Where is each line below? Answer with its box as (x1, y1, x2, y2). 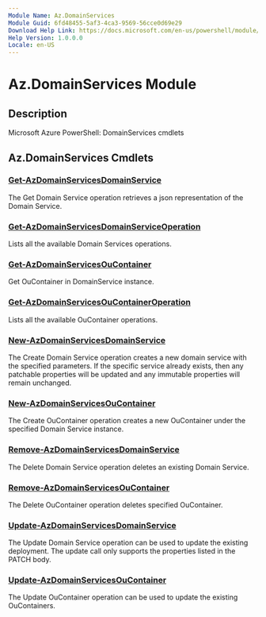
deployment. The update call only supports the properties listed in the (8, 546, 236, 556)
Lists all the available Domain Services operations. (8, 239, 172, 249)
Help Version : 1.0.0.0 (8, 33, 83, 42)
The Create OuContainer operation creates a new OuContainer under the (8, 416, 246, 426)
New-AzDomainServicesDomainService (8, 334, 166, 345)
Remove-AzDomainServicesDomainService (8, 444, 180, 455)
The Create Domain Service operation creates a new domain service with (8, 353, 247, 362)
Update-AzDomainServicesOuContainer (8, 575, 167, 586)
